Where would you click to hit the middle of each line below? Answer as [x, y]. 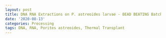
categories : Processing [30, 23]
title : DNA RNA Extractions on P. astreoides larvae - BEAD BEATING [77, 14]
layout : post [19, 10]
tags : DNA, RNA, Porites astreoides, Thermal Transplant [65, 28]
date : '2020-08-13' [25, 19]
